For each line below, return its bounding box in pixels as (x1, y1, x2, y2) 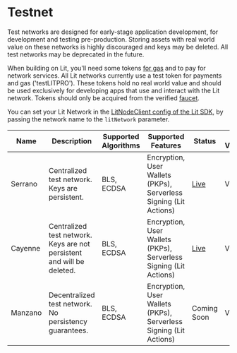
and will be (48, 256, 85, 266)
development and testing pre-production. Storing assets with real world (7, 35, 215, 43)
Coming (191, 303, 218, 313)
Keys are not (48, 239, 90, 249)
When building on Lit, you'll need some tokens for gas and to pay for (7, 64, 206, 72)
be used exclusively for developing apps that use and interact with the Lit (7, 86, 220, 95)
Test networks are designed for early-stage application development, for (7, 28, 219, 36)
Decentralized (48, 290, 95, 300)
